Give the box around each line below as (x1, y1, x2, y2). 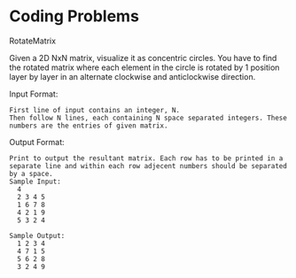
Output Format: (9, 136, 65, 147)
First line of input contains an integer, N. (9, 105, 180, 114)
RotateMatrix (9, 35, 56, 46)
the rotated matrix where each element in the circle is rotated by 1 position (9, 62, 280, 73)
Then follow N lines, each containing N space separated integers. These (9, 113, 288, 122)
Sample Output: (9, 231, 66, 240)
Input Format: (9, 89, 58, 99)
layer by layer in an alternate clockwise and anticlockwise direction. (9, 71, 256, 81)
